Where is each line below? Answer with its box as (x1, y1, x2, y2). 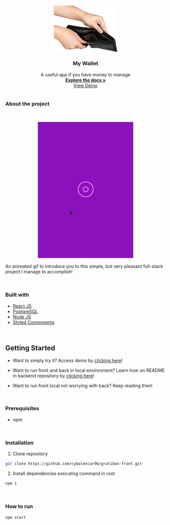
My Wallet (73, 60, 98, 67)
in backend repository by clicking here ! (12, 372, 95, 379)
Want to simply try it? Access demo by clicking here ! (12, 357, 123, 364)
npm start (5, 515, 26, 520)
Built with (5, 291, 30, 298)
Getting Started (5, 344, 55, 352)
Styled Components (12, 319, 55, 325)
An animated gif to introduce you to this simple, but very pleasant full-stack (5, 263, 163, 269)
